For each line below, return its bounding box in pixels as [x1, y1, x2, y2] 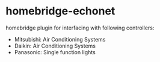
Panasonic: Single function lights [14, 48, 96, 55]
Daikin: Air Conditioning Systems [14, 42, 96, 49]
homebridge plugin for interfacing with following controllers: [5, 24, 155, 31]
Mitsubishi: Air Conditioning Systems [14, 36, 106, 43]
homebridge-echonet [5, 4, 115, 18]
